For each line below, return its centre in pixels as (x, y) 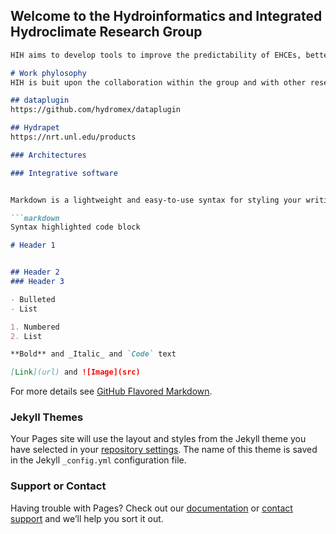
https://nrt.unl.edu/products (73, 137)
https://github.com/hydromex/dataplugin (96, 110)
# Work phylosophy (48, 73)
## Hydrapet (35, 128)
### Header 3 (37, 282)
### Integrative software (64, 173)
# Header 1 (33, 245)
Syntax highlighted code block (75, 227)
